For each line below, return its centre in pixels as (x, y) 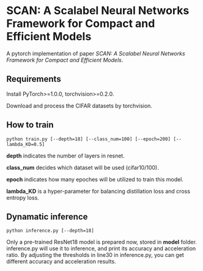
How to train (30, 125)
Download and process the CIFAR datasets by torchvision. (79, 106)
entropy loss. (23, 197)
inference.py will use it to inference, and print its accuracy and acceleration (101, 248)
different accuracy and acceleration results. (61, 262)
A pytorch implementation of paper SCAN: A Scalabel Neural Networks (96, 53)
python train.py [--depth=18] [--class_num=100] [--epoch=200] (89, 139)
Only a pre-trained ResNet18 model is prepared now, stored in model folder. (102, 242)
